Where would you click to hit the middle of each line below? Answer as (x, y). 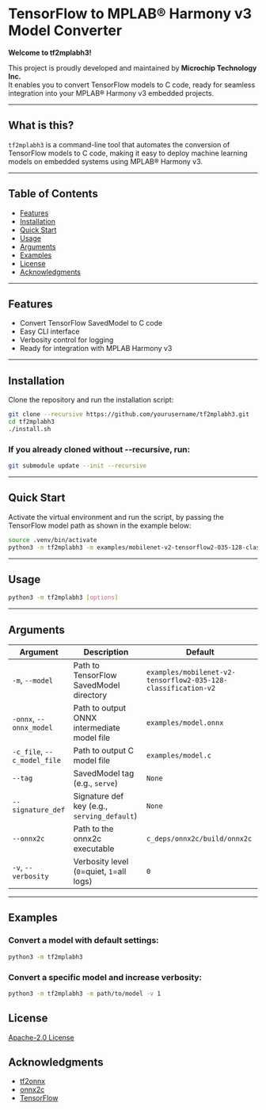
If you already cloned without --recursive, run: (99, 449)
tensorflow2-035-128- (187, 681)
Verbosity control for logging (66, 340)
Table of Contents (53, 194)
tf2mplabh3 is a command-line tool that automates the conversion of (119, 144)
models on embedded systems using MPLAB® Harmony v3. (106, 161)
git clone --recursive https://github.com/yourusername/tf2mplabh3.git (129, 414)
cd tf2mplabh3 (32, 422)
